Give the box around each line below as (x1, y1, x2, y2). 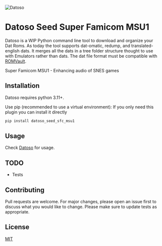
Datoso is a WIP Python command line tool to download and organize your (5, 37, 154, 43)
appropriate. (5, 209, 30, 215)
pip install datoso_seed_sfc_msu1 (5, 118, 75, 123)
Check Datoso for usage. (5, 145, 55, 150)
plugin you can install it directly (5, 109, 67, 115)
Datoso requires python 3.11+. (5, 95, 65, 100)
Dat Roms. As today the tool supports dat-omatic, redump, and (5, 43, 130, 49)
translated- (131, 43, 154, 49)
